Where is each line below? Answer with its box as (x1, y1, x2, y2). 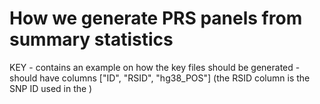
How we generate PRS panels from (9, 7, 303, 30)
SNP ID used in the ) (9, 82, 93, 94)
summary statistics (9, 28, 174, 51)
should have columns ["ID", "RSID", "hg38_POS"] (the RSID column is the (9, 72, 311, 84)
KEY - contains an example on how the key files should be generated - (9, 61, 301, 73)
